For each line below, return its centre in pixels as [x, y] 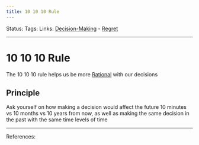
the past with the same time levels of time [57, 120]
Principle [23, 93]
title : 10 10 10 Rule [33, 12]
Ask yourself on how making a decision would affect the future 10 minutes [96, 107]
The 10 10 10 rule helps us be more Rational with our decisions [82, 74]
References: [21, 137]
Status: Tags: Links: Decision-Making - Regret [62, 28]
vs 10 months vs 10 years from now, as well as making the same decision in [98, 114]
